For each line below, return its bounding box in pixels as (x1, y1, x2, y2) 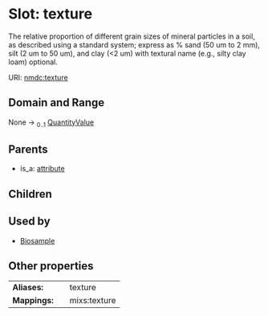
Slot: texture (8, 5, 93, 23)
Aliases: (12, 282, 44, 293)
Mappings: (12, 295, 55, 306)
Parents (8, 142, 48, 156)
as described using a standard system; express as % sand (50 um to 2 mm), (8, 39, 261, 49)
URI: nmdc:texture (8, 72, 68, 82)
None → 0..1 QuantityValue (8, 117, 95, 129)
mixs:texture (69, 295, 116, 306)
